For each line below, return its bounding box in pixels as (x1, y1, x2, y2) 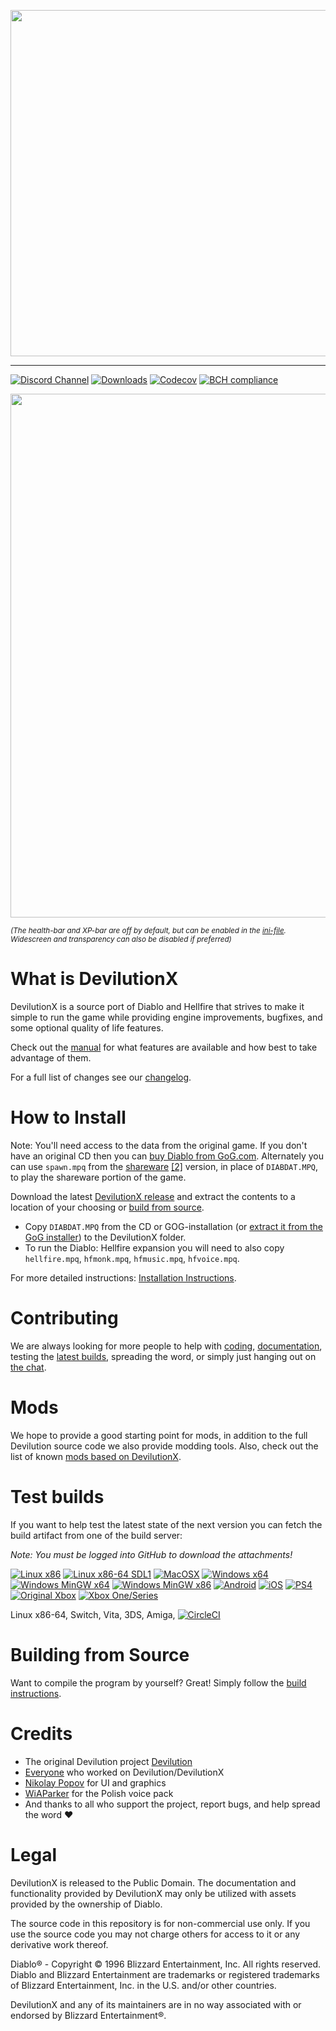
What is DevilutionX (10, 968, 179, 990)
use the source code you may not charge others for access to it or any (10, 1928, 301, 1940)
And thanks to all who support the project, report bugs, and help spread (24, 1798, 321, 1810)
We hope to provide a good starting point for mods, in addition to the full (10, 1429, 308, 1441)
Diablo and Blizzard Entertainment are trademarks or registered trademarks (10, 1968, 320, 1980)
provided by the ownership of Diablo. (10, 1898, 163, 1910)
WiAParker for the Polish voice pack (24, 1787, 174, 1799)
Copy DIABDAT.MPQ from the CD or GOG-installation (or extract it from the (24, 1220, 323, 1232)
